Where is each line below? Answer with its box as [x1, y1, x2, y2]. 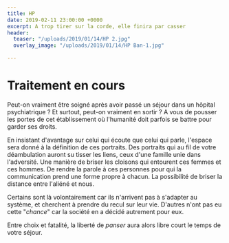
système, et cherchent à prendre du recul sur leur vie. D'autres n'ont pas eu [7, 200, 222, 209]
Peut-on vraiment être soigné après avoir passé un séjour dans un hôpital [7, 101, 215, 109]
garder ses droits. [7, 122, 57, 131]
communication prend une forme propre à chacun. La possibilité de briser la [7, 172, 223, 180]
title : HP [7, 10, 36, 17]
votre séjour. [7, 228, 43, 236]
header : [7, 29, 30, 36]
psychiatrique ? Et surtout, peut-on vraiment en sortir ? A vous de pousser [7, 107, 217, 116]
